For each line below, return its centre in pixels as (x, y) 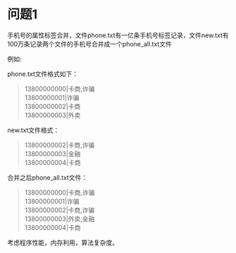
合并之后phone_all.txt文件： (48, 177)
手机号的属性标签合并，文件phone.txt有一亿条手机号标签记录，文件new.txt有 (118, 35)
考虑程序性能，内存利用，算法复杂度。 (63, 242)
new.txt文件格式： (33, 130)
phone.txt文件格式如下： (43, 74)
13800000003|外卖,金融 (60, 219)
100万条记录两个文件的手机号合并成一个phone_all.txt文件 (90, 44)
